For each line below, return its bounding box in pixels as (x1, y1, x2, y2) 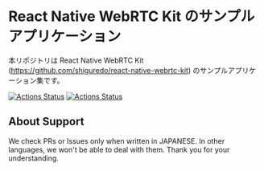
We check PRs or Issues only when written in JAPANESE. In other (8, 136, 225, 145)
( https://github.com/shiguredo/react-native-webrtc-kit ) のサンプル (8, 65, 229, 75)
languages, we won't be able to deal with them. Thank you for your (8, 145, 230, 154)
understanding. (8, 153, 59, 163)
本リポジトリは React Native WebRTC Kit (8, 55, 144, 65)
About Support (8, 115, 85, 128)
